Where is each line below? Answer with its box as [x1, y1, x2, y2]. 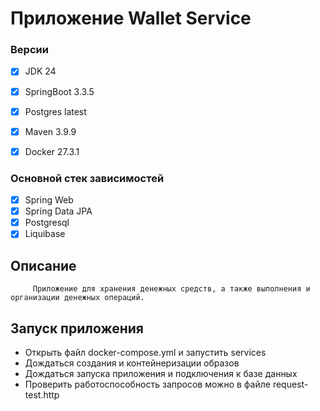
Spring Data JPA [24, 205, 93, 217]
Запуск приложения [10, 320, 144, 337]
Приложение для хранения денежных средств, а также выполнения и [32, 284, 311, 294]
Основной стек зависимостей [10, 171, 165, 185]
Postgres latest [24, 105, 87, 117]
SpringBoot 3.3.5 [24, 85, 95, 97]
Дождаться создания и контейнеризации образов [24, 357, 240, 369]
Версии [10, 43, 49, 57]
